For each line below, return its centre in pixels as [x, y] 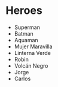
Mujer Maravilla [33, 47]
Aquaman [26, 40]
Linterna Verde [33, 53]
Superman [27, 27]
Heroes [24, 11]
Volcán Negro [31, 66]
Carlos [22, 79]
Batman [24, 33]
